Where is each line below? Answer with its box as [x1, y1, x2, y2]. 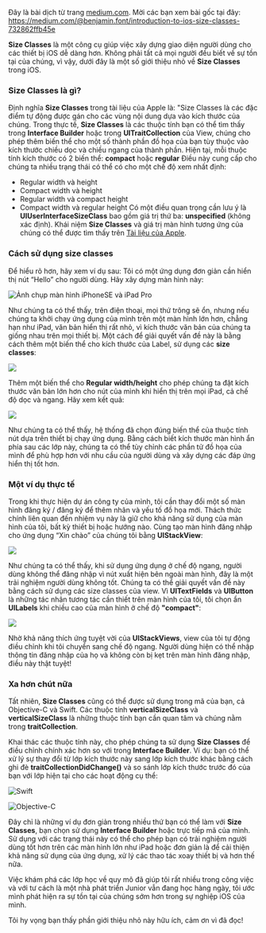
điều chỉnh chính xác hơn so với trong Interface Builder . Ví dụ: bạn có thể [8, 745, 249, 755]
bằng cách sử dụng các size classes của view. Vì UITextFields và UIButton [8, 586, 254, 595]
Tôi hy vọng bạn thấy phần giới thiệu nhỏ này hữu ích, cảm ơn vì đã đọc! [8, 916, 244, 925]
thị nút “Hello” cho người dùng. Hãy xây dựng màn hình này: [8, 274, 204, 284]
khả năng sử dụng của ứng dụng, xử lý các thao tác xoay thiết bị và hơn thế [8, 851, 256, 861]
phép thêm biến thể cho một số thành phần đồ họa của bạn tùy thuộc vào [8, 137, 249, 146]
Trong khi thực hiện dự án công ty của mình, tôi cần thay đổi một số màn [8, 497, 245, 506]
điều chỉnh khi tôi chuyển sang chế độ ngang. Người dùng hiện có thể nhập [8, 641, 254, 651]
